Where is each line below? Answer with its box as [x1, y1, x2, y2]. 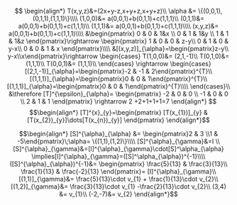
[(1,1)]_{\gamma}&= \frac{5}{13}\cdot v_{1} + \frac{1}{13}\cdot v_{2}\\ [18, 174, 219, 183]
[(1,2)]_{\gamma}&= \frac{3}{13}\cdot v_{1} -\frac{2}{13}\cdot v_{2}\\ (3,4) [11, 182, 226, 191]
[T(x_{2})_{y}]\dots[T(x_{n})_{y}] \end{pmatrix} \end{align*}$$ [27, 116, 210, 124]
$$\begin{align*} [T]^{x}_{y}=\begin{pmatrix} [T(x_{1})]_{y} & [28, 109, 209, 116]
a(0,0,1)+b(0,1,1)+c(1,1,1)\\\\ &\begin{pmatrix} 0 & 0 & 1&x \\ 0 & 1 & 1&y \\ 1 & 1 [9, 29, 228, 38]
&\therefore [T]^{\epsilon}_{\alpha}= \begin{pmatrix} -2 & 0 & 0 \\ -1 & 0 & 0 [9, 89, 228, 98]
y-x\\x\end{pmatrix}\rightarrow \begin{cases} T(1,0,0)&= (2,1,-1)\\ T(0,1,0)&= [7, 52, 230, 60]
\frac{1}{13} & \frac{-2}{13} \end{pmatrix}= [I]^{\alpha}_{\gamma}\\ [20, 167, 217, 175]
